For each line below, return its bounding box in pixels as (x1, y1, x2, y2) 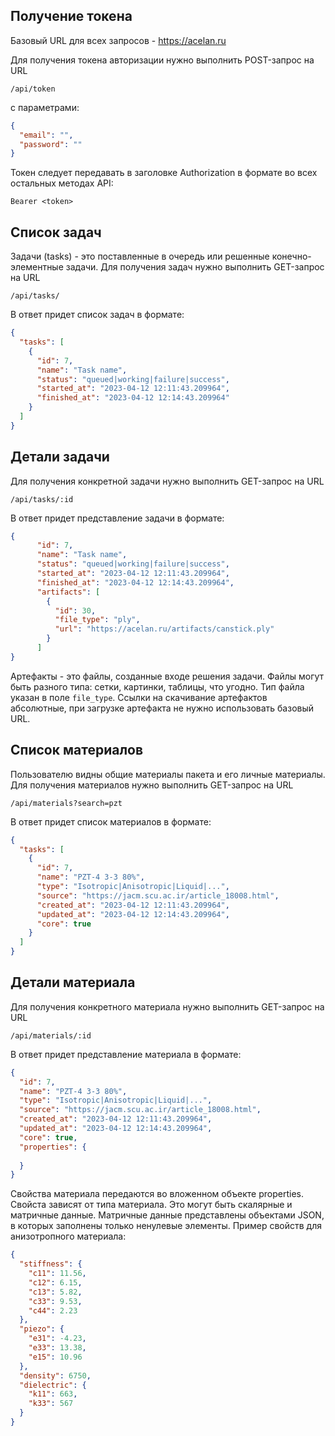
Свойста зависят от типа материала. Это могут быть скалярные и (10, 1199, 293, 1211)
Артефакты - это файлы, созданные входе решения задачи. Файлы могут (10, 670, 325, 682)
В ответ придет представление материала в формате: (10, 1048, 242, 1060)
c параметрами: (10, 101, 80, 113)
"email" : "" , (19, 130, 74, 140)
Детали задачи (10, 449, 110, 466)
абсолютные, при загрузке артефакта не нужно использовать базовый (10, 702, 315, 714)
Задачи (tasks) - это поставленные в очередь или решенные (10, 250, 270, 263)
